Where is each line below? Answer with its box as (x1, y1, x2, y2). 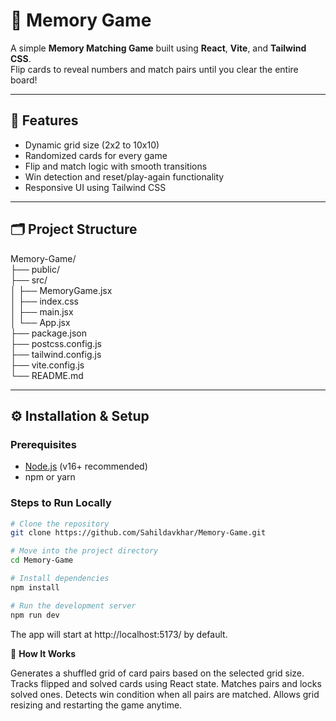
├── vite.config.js (10, 359, 85, 371)
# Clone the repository (10, 519, 110, 529)
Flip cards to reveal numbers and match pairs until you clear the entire (10, 63, 299, 75)
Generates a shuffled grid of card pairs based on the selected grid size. (10, 667, 305, 679)
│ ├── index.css (10, 295, 79, 307)
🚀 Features (10, 112, 79, 129)
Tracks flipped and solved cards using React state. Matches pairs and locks (10, 677, 322, 689)
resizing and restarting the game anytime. (10, 699, 183, 711)
